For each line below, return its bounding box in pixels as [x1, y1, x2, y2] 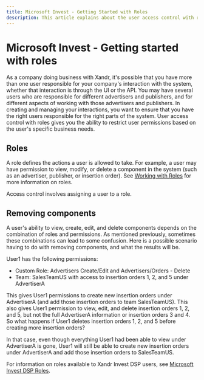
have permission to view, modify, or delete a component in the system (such [6, 165, 197, 173]
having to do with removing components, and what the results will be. [6, 244, 180, 251]
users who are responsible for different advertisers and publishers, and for [6, 93, 193, 100]
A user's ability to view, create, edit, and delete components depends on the [6, 224, 197, 232]
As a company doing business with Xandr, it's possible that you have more [6, 74, 192, 81]
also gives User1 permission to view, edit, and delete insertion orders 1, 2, [6, 305, 190, 312]
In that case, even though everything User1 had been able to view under [6, 336, 186, 344]
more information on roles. [6, 179, 73, 186]
